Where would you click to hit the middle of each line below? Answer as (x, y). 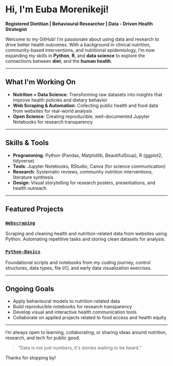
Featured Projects (34, 209)
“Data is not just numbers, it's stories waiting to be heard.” (80, 348)
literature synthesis (33, 177)
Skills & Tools (27, 143)
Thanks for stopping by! (31, 358)
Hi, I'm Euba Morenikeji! (57, 10)
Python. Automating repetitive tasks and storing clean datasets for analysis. (85, 239)
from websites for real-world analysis (53, 111)
